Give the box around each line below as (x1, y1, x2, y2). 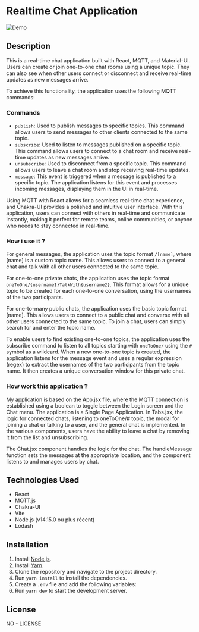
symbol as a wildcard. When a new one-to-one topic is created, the (6, 348, 171, 355)
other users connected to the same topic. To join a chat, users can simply (6, 318, 186, 325)
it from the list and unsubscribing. (6, 433, 89, 441)
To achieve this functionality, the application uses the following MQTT (6, 87, 177, 95)
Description (6, 41, 50, 51)
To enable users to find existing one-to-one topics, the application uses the (6, 336, 191, 343)
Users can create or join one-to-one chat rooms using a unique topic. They (6, 63, 190, 70)
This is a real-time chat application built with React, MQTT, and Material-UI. (6, 57, 191, 64)
